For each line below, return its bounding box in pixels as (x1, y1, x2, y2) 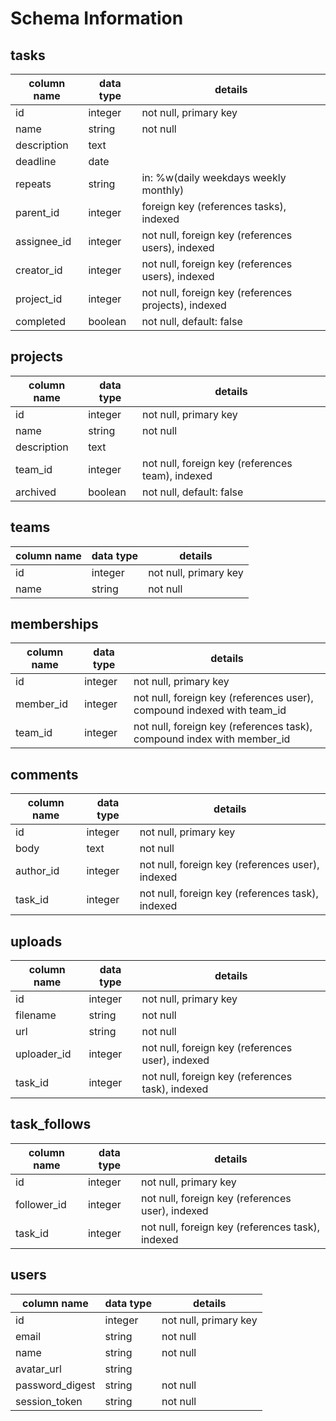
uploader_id (15, 1047, 72, 1061)
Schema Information (10, 7, 184, 30)
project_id (15, 292, 63, 306)
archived (15, 485, 57, 499)
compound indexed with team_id (133, 703, 287, 717)
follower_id (15, 1197, 67, 1211)
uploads (10, 933, 63, 950)
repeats (15, 177, 52, 191)
